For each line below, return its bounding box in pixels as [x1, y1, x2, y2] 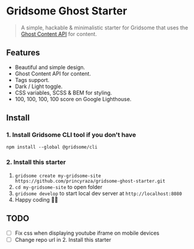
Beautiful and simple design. [14, 63, 86, 71]
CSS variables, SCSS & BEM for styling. [14, 89, 113, 96]
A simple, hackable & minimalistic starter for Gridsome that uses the [20, 24, 189, 31]
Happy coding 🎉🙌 [14, 196, 59, 203]
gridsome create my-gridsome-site [14, 172, 101, 179]
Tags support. [14, 76, 50, 83]
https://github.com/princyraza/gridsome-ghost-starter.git [14, 178, 166, 184]
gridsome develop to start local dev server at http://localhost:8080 [14, 190, 183, 197]
